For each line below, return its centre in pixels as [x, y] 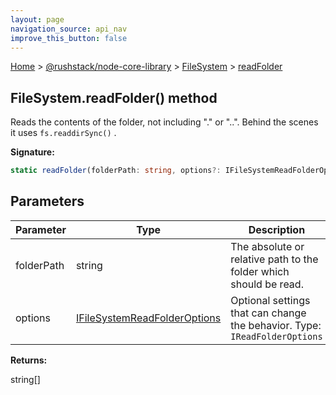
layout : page [37, 19]
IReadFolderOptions [276, 336]
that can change [268, 313]
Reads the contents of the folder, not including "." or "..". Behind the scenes [164, 122]
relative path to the [274, 259]
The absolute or [267, 246]
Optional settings [270, 300]
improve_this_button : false [69, 38]
